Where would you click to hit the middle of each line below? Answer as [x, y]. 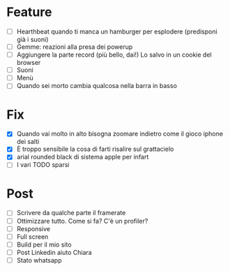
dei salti [28, 142]
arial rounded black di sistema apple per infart [83, 157]
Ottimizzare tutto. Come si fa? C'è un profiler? [82, 221]
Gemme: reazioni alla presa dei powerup [75, 47]
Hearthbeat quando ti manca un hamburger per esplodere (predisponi [117, 31]
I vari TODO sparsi [43, 165]
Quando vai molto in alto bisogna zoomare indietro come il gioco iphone [120, 134]
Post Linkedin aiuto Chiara [54, 252]
